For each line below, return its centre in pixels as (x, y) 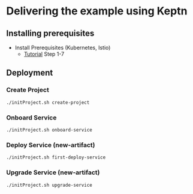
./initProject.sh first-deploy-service (56, 157)
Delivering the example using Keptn (97, 11)
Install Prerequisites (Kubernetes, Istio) (63, 47)
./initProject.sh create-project (48, 102)
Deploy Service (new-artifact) (51, 145)
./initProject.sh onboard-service (49, 130)
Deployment (30, 73)
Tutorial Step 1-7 (44, 54)
